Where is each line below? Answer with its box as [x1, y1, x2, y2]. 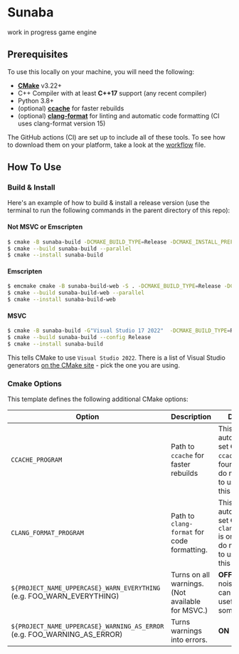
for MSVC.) [170, 606, 208, 616]
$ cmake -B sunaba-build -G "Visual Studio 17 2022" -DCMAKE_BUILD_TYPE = [7, 327, 231, 335]
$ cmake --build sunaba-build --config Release [7, 334, 152, 341]
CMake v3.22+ [17, 81, 62, 90]
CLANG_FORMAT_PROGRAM [11, 529, 84, 537]
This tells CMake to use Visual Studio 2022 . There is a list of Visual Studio [7, 353, 225, 362]
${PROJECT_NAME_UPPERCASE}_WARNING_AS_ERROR [11, 623, 164, 630]
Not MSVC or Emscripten [7, 222, 83, 232]
